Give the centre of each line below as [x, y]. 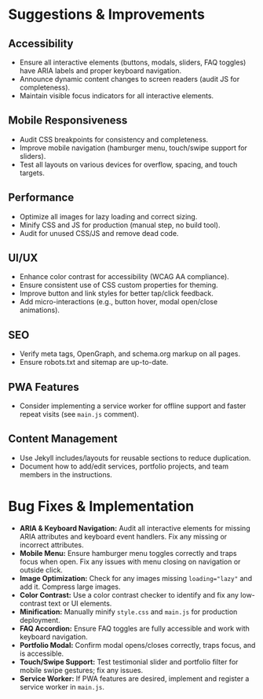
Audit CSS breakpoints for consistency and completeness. [114, 139]
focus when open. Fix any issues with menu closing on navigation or [130, 561]
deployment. [40, 620]
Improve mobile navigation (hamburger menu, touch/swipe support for [133, 148]
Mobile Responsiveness [68, 121]
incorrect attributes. [51, 545]
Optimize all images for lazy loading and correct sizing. [108, 216]
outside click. [41, 570]
